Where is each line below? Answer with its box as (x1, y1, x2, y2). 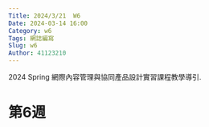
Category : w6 (8, 27, 52, 35)
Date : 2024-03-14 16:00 (8, 19, 88, 27)
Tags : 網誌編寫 (8, 34, 55, 43)
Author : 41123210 (8, 49, 67, 57)
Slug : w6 (8, 42, 38, 50)
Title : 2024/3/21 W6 (8, 11, 81, 20)
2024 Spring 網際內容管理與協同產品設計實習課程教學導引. (8, 72, 202, 81)
